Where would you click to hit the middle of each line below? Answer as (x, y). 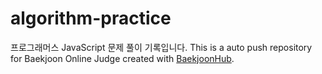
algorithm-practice (91, 18)
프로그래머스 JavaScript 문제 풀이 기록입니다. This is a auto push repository (161, 47)
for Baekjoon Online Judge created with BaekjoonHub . (122, 58)
